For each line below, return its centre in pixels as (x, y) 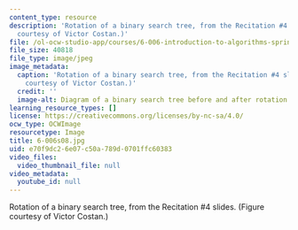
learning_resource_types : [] (63, 108)
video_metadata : (39, 173)
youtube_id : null (49, 182)
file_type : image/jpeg (51, 58)
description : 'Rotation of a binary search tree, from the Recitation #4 (149, 26)
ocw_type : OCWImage (45, 125)
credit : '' (37, 91)
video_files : (33, 157)
